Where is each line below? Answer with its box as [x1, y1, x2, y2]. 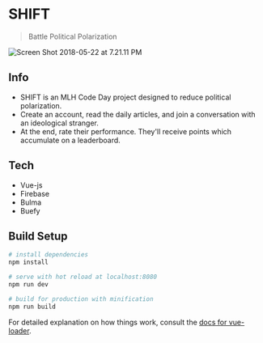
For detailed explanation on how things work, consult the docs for [8, 317, 227, 327]
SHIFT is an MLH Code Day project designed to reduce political [19, 92, 231, 102]
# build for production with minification [8, 294, 154, 303]
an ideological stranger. [19, 118, 100, 128]
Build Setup [8, 229, 68, 243]
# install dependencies [8, 251, 89, 259]
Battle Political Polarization [28, 32, 117, 41]
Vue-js [19, 180, 43, 190]
